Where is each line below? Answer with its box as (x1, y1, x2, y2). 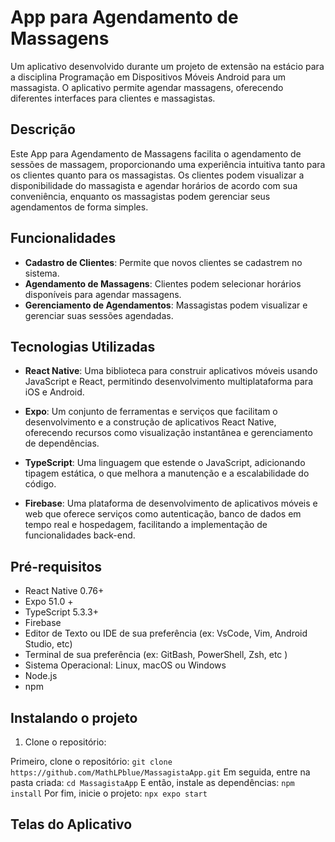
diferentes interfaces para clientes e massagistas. (10, 92, 216, 104)
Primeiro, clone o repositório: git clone (10, 756, 173, 767)
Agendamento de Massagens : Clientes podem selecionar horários (24, 277, 302, 290)
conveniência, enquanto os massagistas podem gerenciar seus (10, 190, 271, 202)
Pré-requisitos (10, 558, 103, 575)
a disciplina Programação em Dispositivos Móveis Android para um (10, 71, 287, 83)
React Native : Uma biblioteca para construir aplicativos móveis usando (24, 365, 318, 377)
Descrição (10, 121, 76, 138)
